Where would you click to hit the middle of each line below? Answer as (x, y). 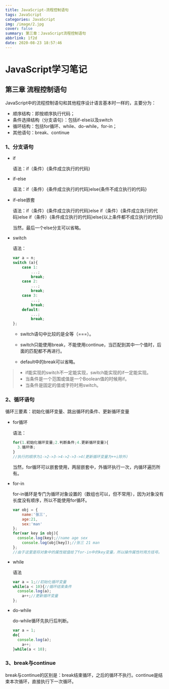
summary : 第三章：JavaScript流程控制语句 (46, 33)
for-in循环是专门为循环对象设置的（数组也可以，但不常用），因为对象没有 (88, 494)
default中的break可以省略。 (49, 362)
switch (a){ (25, 263)
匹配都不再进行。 (47, 351)
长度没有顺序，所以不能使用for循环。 (51, 500)
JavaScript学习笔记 (46, 69)
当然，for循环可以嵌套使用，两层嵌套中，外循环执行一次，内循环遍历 (84, 467)
